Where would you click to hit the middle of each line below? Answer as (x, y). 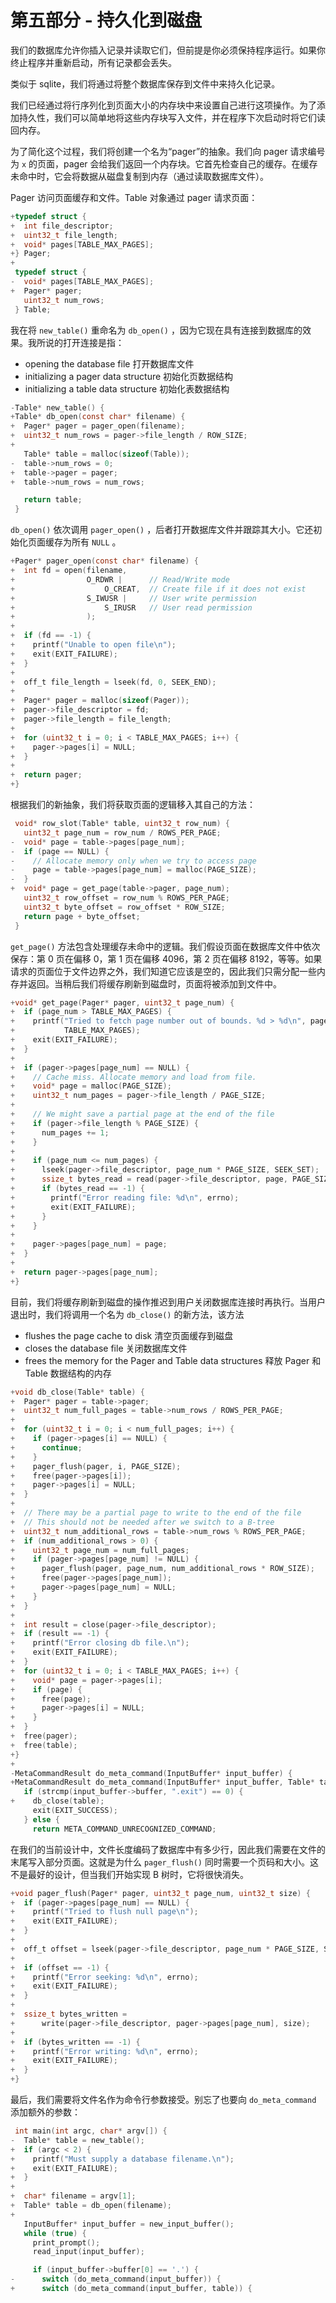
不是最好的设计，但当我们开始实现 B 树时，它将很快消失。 (130, 1874)
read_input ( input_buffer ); (88, 2252)
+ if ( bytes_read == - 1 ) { (77, 1189)
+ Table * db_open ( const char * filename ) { (98, 417)
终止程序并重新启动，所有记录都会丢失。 (93, 62)
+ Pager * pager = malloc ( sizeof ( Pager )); (100, 701)
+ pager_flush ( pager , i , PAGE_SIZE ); (96, 1466)
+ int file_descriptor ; (62, 226)
